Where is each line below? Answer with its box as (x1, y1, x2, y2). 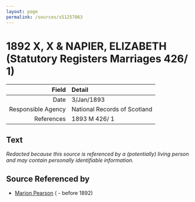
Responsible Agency (9, 105, 66, 114)
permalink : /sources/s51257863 (6, 14, 83, 20)
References (34, 115, 66, 123)
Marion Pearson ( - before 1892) (14, 190, 93, 197)
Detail (71, 86, 88, 94)
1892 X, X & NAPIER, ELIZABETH (6, 39, 167, 53)
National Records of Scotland (71, 105, 153, 114)
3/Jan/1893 (71, 95, 105, 104)
